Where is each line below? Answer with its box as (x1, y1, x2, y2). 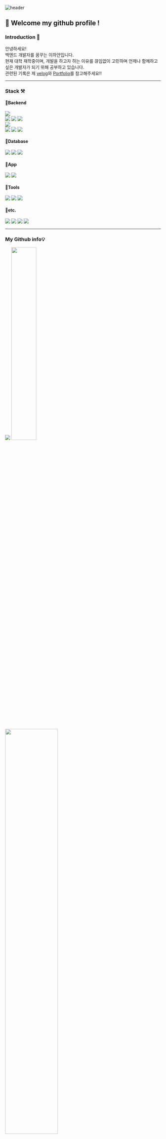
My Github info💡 (5, 236, 45, 243)
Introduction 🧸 (5, 34, 41, 41)
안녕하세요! (5, 45, 27, 51)
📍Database (5, 138, 29, 144)
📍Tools (5, 184, 20, 190)
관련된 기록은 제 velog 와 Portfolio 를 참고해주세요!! (5, 70, 102, 76)
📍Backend (5, 100, 27, 106)
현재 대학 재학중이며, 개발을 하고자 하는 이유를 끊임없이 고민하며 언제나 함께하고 (5, 58, 158, 64)
